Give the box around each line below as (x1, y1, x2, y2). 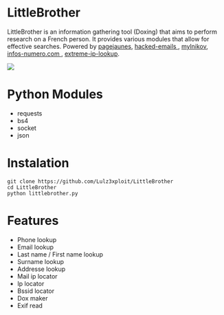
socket (16, 124, 36, 132)
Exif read (16, 301, 43, 309)
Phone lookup (16, 235, 57, 243)
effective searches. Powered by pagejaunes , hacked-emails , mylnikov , (7, 42, 208, 50)
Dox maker (16, 294, 48, 302)
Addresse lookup (16, 265, 66, 273)
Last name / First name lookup (16, 250, 104, 259)
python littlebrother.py (7, 190, 78, 197)
